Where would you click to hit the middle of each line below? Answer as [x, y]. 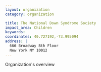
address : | [16, 41]
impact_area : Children [28, 27]
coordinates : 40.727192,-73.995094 [42, 37]
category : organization [30, 14]
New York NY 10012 [29, 50]
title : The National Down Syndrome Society [51, 23]
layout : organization [27, 10]
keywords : [15, 32]
